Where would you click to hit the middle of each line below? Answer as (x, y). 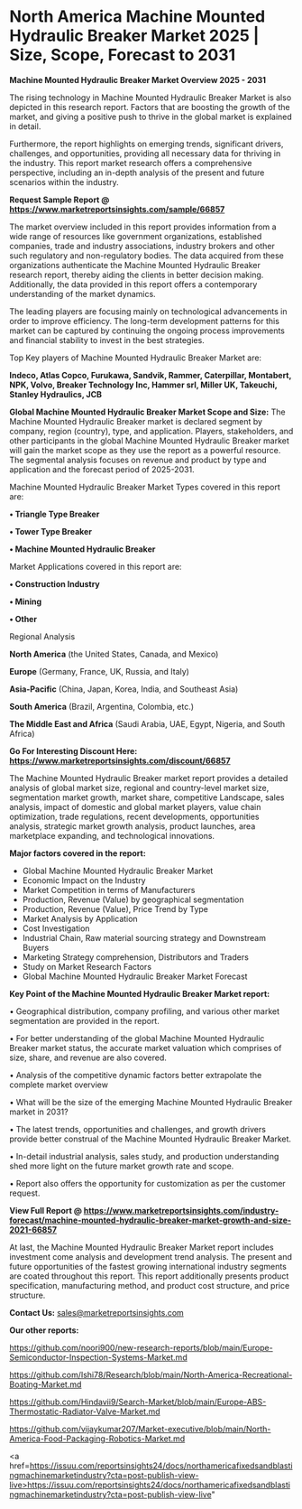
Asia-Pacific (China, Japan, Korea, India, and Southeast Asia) (124, 689)
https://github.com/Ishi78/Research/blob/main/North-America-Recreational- (151, 1374)
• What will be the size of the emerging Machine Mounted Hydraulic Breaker (151, 1102)
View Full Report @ (46, 1210)
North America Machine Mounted (137, 17)
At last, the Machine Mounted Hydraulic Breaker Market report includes (142, 1247)
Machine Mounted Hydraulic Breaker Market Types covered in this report (145, 487)
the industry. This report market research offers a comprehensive (131, 163)
